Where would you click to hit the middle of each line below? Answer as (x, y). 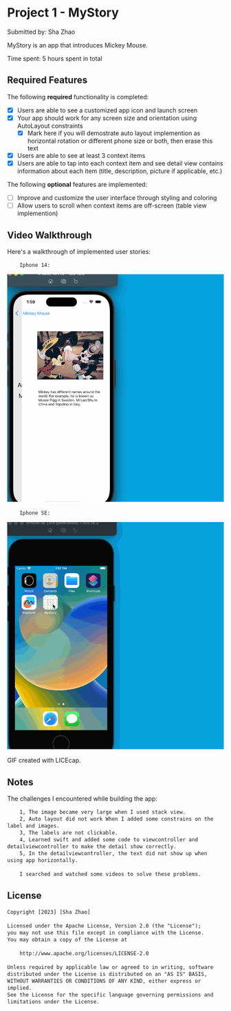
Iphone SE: (35, 513)
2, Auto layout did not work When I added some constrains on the (117, 819)
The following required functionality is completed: (78, 97)
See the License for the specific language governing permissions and (110, 994)
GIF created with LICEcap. (44, 761)
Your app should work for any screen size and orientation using (107, 118)
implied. (20, 988)
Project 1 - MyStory (63, 13)
